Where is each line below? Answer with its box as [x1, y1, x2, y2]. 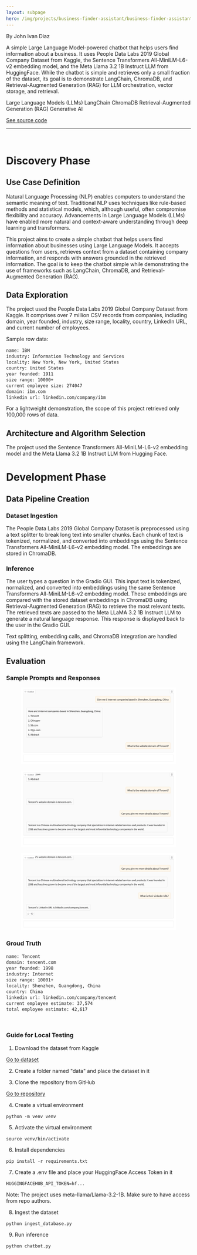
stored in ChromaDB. [6, 550, 57, 557]
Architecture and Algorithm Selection [6, 428, 145, 438]
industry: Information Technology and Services [6, 354, 125, 359]
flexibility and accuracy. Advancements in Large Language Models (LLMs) [6, 211, 185, 218]
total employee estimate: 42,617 [6, 1006, 88, 1012]
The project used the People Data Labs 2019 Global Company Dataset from [6, 305, 188, 312]
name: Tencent [6, 953, 41, 960]
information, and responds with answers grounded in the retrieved [6, 254, 166, 261]
